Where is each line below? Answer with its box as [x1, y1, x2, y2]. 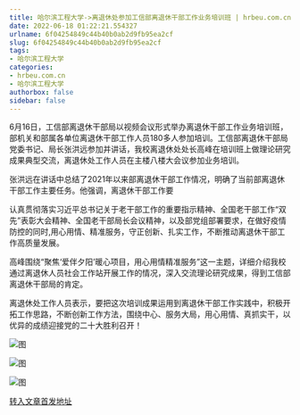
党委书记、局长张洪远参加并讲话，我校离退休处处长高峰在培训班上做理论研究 [9, 144, 291, 154]
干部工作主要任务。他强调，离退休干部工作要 [9, 185, 174, 196]
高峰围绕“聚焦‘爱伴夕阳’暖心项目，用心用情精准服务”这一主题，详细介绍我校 [9, 256, 287, 268]
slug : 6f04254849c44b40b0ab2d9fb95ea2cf [9, 37, 162, 47]
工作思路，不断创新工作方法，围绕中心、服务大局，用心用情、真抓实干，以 [16, 309, 291, 320]
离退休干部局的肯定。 [9, 278, 87, 290]
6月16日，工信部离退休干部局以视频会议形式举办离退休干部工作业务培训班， [9, 121, 288, 132]
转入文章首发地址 [9, 396, 72, 407]
